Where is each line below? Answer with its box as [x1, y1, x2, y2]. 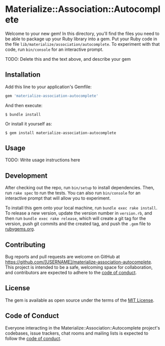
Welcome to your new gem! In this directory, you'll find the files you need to [5, 30, 160, 36]
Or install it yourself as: [5, 120, 52, 126]
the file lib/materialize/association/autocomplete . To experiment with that [5, 41, 160, 47]
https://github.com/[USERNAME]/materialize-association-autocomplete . [5, 259, 153, 265]
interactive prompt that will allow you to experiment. [5, 195, 111, 201]
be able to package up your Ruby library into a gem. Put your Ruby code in [5, 36, 158, 42]
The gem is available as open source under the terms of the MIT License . [5, 297, 155, 303]
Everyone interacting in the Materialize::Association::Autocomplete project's [5, 325, 160, 331]
